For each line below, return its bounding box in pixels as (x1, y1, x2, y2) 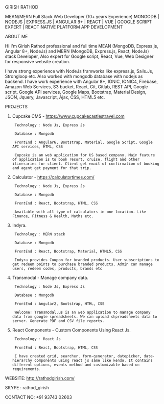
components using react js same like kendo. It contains (34, 358, 153, 363)
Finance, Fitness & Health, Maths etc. (12, 214, 94, 219)
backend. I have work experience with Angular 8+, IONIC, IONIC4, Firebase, (5, 78, 158, 84)
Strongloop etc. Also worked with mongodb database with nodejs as (5, 74, 143, 79)
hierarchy (12, 358, 33, 363)
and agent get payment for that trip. (12, 166, 92, 171)
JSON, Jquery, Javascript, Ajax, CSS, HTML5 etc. (5, 94, 105, 100)
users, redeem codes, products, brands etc (12, 266, 103, 271)
